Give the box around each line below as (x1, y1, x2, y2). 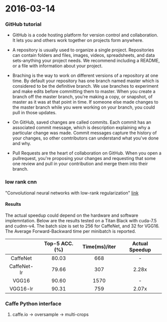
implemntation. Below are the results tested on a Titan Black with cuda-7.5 (5, 217, 157, 223)
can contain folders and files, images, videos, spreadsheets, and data (12, 52, 155, 58)
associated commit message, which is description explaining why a (12, 125, 151, 131)
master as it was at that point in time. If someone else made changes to (12, 99, 159, 105)
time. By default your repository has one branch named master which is (12, 78, 159, 84)
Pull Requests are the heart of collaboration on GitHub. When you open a (12, 150, 162, 156)
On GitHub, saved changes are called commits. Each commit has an (12, 119, 152, 125)
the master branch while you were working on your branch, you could (12, 104, 155, 110)
